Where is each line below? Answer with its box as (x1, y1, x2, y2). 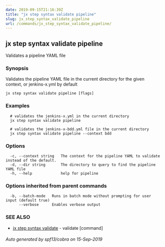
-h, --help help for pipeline (10, 171, 99, 176)
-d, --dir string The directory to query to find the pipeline (10, 162, 156, 167)
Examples (5, 102, 30, 109)
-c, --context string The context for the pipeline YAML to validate (10, 153, 161, 158)
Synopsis (5, 65, 29, 72)
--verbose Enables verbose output (18, 202, 100, 207)
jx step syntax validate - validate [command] (12, 225, 103, 231)
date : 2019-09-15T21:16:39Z (5, 7, 64, 12)
